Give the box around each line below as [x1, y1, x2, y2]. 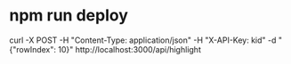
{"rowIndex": [9, 44, 56, 54]
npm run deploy [9, 5, 129, 26]
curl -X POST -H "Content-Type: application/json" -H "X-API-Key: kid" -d [9, 35, 277, 45]
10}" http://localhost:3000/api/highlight [57, 44, 202, 54]
